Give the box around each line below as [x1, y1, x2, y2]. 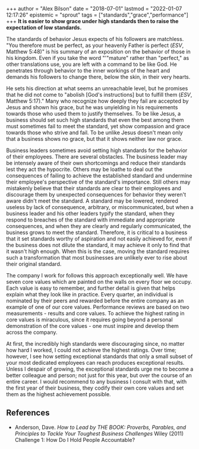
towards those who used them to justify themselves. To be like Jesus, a [6, 110, 181, 117]
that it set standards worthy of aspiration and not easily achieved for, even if [6, 235, 192, 242]
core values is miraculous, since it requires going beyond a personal [6, 316, 173, 323]
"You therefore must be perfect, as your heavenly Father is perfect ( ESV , [6, 42, 184, 49]
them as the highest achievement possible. [6, 391, 111, 397]
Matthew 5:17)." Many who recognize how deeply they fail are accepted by [6, 97, 189, 105]
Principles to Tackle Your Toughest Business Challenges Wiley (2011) [14, 430, 184, 437]
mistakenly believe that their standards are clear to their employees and [6, 185, 181, 192]
